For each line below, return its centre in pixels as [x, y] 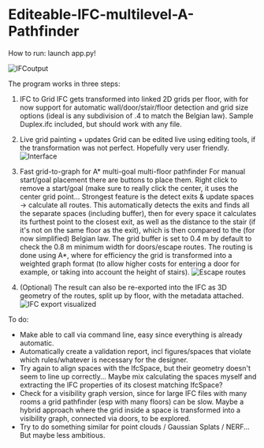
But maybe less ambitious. [62, 435]
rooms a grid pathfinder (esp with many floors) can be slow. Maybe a [132, 401]
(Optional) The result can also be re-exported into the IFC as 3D [123, 287]
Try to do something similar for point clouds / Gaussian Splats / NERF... [134, 427]
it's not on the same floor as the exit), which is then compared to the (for [137, 230]
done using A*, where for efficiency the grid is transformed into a [126, 255]
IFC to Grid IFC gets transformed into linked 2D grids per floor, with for [134, 99]
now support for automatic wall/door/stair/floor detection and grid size [134, 107]
